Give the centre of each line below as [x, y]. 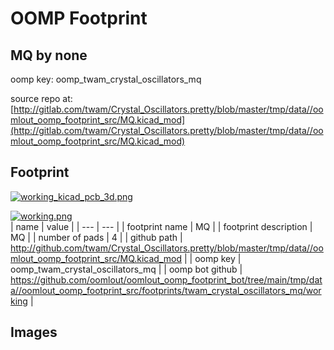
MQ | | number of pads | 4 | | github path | [96, 237]
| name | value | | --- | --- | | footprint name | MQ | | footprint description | [161, 226]
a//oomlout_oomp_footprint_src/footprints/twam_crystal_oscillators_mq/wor [166, 290]
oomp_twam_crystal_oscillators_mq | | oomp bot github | [126, 269]
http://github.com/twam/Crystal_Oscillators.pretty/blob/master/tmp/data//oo [167, 248]
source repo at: [41, 98]
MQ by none [49, 55]
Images [34, 332]
